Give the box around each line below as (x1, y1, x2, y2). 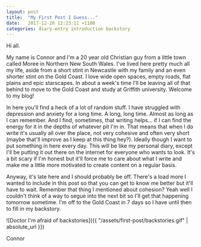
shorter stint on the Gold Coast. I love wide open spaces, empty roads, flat (6, 73, 191, 80)
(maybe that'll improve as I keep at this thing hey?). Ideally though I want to (6, 136, 193, 143)
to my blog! (6, 92, 34, 99)
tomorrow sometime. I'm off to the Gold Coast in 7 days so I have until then (6, 199, 192, 206)
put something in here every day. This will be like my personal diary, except (6, 142, 193, 149)
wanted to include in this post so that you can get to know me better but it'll (6, 180, 194, 187)
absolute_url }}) (6, 224, 45, 231)
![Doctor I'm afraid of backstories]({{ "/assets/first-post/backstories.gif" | (6, 217, 188, 224)
